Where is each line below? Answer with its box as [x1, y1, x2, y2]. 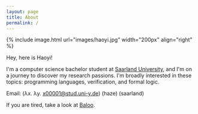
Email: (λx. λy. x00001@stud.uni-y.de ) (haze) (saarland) [6, 90, 145, 97]
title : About [6, 14, 39, 20]
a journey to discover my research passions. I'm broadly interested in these [6, 72, 192, 79]
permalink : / [6, 20, 39, 26]
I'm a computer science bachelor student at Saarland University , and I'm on [6, 66, 193, 73]
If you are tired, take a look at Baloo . [6, 101, 96, 109]
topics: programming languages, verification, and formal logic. [6, 78, 160, 85]
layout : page [6, 8, 39, 15]
